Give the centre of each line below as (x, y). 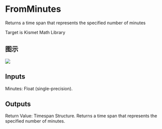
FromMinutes (33, 9)
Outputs (18, 104)
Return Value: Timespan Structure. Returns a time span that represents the (81, 116)
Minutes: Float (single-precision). (39, 88)
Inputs (15, 77)
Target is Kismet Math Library (35, 32)
